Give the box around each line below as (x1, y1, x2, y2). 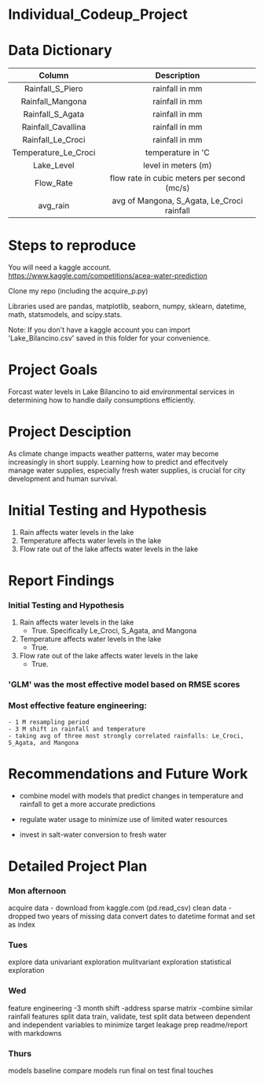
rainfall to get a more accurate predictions (19, 799, 156, 809)
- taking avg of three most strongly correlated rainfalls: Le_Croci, (8, 731, 244, 740)
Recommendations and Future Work (8, 764, 248, 783)
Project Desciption (8, 423, 132, 441)
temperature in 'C (145, 147, 210, 158)
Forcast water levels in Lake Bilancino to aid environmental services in (8, 387, 235, 396)
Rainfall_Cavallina (21, 122, 86, 133)
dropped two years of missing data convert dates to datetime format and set (8, 912, 255, 921)
